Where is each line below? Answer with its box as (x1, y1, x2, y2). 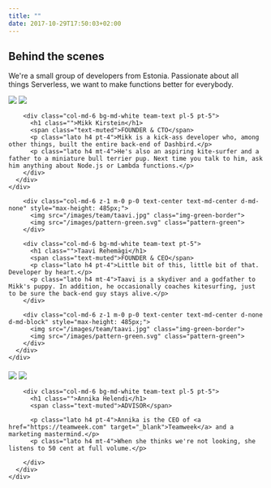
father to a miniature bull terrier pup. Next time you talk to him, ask (8, 155, 264, 163)
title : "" (8, 11, 42, 20)
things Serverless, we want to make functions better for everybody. (8, 80, 234, 89)
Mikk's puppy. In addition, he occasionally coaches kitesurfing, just (8, 283, 256, 291)
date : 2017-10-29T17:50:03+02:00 (8, 19, 122, 28)
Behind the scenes (8, 50, 105, 63)
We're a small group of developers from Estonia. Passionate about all (8, 71, 239, 81)
